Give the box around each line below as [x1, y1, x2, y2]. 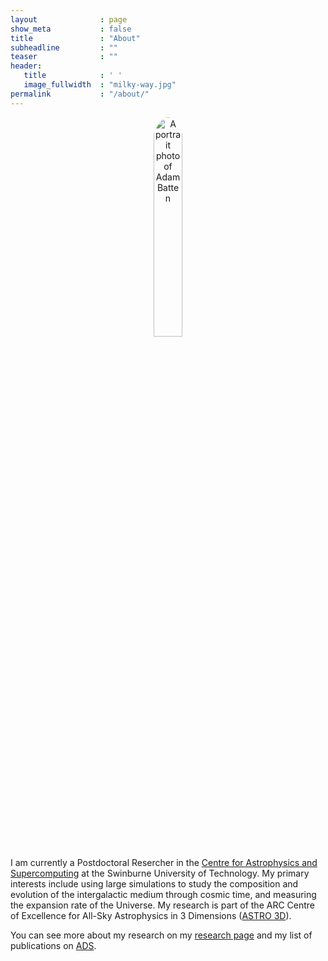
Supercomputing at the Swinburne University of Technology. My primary [10, 867, 310, 879]
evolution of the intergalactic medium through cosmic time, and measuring [10, 888, 317, 900]
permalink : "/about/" [10, 89, 150, 99]
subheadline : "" [10, 42, 118, 53]
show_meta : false [10, 24, 132, 34]
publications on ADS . [10, 939, 97, 951]
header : [10, 61, 43, 71]
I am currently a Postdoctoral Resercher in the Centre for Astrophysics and [10, 856, 318, 868]
